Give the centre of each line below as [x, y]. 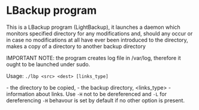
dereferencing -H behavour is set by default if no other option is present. [95, 100]
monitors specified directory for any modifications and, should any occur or [99, 33]
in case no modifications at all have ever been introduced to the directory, [97, 40]
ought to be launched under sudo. [48, 64]
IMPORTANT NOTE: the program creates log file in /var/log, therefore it [94, 58]
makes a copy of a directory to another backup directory [76, 46]
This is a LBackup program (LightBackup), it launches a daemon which [94, 27]
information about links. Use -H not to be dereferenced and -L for [86, 94]
